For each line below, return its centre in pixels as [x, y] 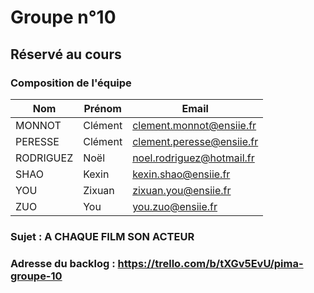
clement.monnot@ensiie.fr [194, 125]
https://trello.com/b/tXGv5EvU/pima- [210, 263]
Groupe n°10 [63, 17]
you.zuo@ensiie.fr [175, 206]
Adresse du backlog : [63, 263]
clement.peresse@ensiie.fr [195, 141]
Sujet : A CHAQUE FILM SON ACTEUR [102, 236]
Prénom [102, 108]
